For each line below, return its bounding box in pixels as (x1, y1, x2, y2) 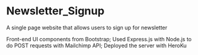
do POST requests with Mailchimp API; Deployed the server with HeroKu (6, 42, 187, 49)
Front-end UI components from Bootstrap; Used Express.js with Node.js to (6, 35, 192, 42)
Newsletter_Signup (6, 4, 105, 18)
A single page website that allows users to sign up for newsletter (6, 24, 168, 31)
